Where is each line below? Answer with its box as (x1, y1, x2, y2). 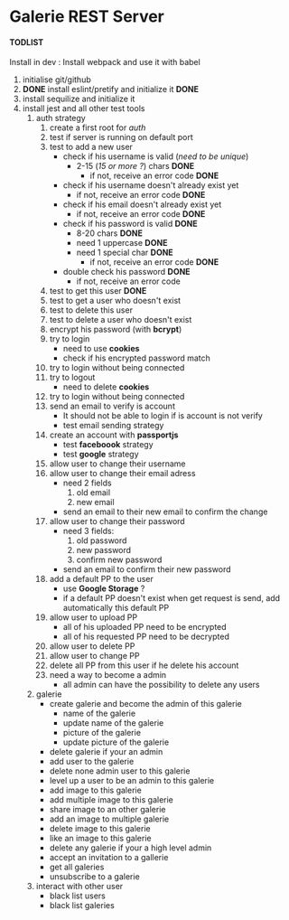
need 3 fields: (62, 526, 115, 537)
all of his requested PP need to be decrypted (62, 631, 230, 643)
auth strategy (35, 113, 86, 124)
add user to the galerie (49, 756, 135, 767)
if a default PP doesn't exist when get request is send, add (62, 593, 281, 604)
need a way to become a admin (49, 670, 167, 681)
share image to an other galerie (49, 804, 166, 815)
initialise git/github (22, 74, 92, 85)
